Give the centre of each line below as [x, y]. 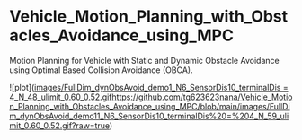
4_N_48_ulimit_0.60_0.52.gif [61, 97]
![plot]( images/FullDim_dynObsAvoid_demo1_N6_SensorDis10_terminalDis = [149, 87]
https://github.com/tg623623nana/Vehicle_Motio [202, 97]
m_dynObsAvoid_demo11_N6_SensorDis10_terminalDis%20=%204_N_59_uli [149, 116]
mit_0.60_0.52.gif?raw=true [60, 125]
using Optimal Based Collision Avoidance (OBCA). [101, 70]
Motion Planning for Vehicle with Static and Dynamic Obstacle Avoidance [145, 60]
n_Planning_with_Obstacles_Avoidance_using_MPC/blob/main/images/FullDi [150, 106]
